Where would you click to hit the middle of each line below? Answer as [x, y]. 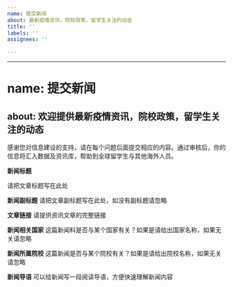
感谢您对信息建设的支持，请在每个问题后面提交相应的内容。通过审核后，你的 [116, 147]
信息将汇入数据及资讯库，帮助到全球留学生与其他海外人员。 [92, 156]
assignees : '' [28, 40]
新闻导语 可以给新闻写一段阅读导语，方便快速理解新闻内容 [90, 277]
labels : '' [23, 33]
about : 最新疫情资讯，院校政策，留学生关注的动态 [70, 20]
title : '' [21, 26]
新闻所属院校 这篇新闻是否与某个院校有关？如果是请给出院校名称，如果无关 [114, 254]
